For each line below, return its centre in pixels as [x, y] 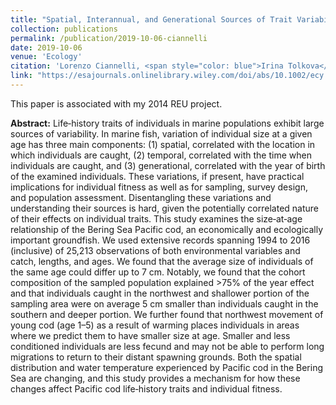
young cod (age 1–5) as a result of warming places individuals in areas [155, 325]
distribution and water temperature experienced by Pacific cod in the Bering [167, 367]
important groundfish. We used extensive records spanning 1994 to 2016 [160, 240]
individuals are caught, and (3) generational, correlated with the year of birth [168, 165]
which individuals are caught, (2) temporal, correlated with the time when [161, 155]
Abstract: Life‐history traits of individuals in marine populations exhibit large [167, 123]
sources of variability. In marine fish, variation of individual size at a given [161, 133]
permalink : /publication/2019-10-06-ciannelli [109, 38]
